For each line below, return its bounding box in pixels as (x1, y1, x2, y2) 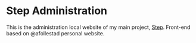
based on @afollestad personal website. (6, 29, 105, 37)
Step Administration (6, 4, 108, 18)
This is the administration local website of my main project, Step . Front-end (6, 24, 191, 31)
